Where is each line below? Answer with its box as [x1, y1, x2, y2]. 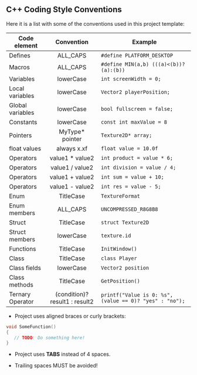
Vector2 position [100, 264, 150, 271]
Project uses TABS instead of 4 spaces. [14, 351, 111, 358]
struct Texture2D [100, 219, 150, 226]
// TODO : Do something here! [13, 335, 85, 340]
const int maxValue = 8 [100, 118, 167, 125]
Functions [9, 244, 36, 253]
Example [131, 37, 157, 46]
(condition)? [55, 290, 89, 298]
